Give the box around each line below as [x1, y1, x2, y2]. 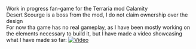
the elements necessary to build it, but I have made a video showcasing [6, 30, 182, 37]
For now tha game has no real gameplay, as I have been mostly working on [6, 24, 191, 31]
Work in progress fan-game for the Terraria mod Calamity [6, 5, 148, 12]
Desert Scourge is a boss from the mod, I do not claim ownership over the [6, 11, 188, 18]
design [6, 18, 23, 24]
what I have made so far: [6, 37, 68, 43]
